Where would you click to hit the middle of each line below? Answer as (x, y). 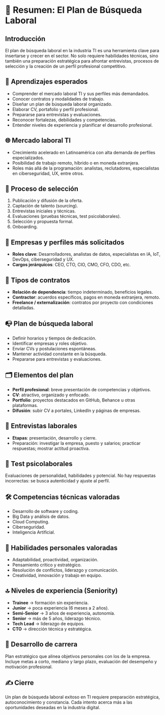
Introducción (25, 39)
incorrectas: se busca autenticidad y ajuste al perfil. (58, 481)
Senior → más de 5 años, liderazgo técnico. (57, 618)
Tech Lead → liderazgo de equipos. (48, 623)
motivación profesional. (29, 667)
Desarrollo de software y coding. (45, 511)
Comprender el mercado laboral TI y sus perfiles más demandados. (81, 94)
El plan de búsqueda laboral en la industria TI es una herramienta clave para (82, 51)
